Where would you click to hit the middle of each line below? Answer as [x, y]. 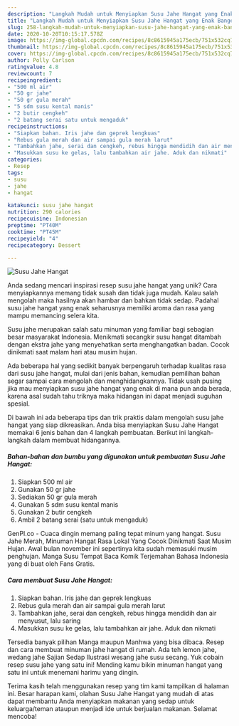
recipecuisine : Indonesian [47, 219]
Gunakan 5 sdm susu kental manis [68, 505]
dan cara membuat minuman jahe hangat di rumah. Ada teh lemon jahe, [112, 650]
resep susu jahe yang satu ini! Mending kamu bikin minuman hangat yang [115, 665]
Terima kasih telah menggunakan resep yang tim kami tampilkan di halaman [118, 686]
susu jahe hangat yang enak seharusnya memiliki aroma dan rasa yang [111, 308]
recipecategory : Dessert [44, 245]
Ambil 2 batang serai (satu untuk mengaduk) [83, 520]
